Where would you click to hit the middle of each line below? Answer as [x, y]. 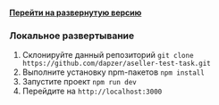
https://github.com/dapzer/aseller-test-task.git [117, 63]
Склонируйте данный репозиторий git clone [108, 54]
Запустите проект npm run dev [79, 81]
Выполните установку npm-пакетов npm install [114, 72]
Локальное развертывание [72, 36]
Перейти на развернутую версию [76, 12]
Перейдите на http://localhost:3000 [92, 91]
